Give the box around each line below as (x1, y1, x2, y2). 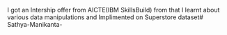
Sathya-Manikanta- (7, 21, 63, 28)
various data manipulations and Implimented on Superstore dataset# (7, 13, 204, 21)
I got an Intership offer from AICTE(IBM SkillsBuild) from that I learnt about (7, 6, 220, 14)
